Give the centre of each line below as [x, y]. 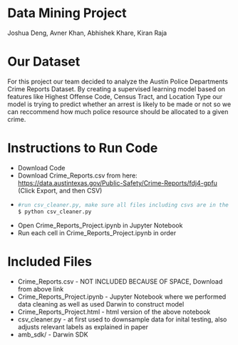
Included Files [50, 261]
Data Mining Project [67, 13]
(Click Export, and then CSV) [60, 190]
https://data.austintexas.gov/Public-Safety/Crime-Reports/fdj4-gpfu [117, 182]
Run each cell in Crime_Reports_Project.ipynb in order [97, 232]
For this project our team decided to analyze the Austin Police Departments [118, 81]
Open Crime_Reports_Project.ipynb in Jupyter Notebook [100, 225]
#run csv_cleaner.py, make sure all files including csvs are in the [123, 205]
